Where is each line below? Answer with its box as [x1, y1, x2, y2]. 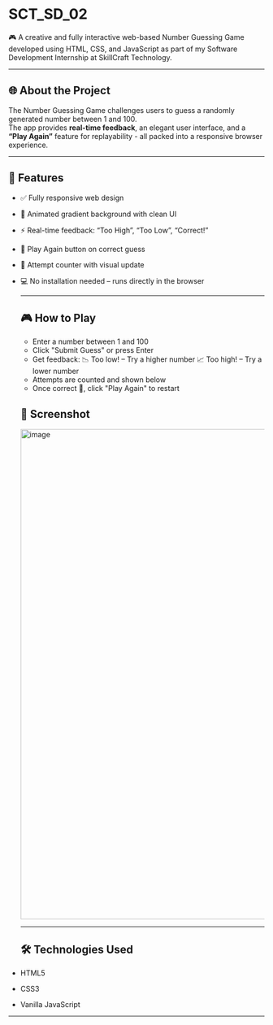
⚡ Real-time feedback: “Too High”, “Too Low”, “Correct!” [19, 225, 209, 235]
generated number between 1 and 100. [8, 114, 137, 124]
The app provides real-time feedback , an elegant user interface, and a [8, 123, 246, 132]
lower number [32, 367, 80, 376]
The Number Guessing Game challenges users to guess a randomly [8, 105, 236, 115]
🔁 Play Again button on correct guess [19, 244, 145, 254]
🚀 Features [8, 172, 64, 185]
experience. [8, 140, 49, 150]
